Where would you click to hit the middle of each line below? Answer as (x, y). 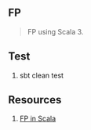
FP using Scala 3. (55, 31)
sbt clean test (42, 75)
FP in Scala (38, 119)
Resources (35, 100)
